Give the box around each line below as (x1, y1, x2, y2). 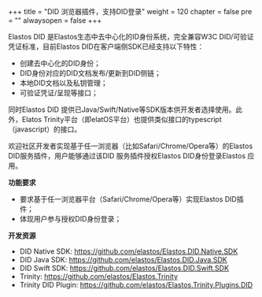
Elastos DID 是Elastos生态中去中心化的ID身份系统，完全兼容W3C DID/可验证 (8, 32, 254, 41)
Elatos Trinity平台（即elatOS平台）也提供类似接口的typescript (21, 115, 222, 124)
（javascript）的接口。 (8, 124, 82, 134)
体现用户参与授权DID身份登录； (19, 214, 122, 223)
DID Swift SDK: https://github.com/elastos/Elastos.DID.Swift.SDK (19, 263, 230, 273)
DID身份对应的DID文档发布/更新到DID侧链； (19, 69, 161, 77)
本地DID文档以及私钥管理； (19, 78, 108, 87)
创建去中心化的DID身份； (19, 58, 101, 68)
